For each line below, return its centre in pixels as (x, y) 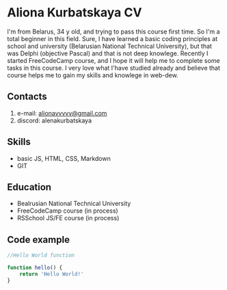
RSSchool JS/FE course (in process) (68, 218)
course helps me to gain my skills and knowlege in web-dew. (93, 75)
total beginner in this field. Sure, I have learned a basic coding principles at (112, 38)
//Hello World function (41, 255)
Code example (39, 240)
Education (29, 187)
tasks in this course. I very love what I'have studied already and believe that (114, 68)
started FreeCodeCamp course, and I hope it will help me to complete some (113, 60)
